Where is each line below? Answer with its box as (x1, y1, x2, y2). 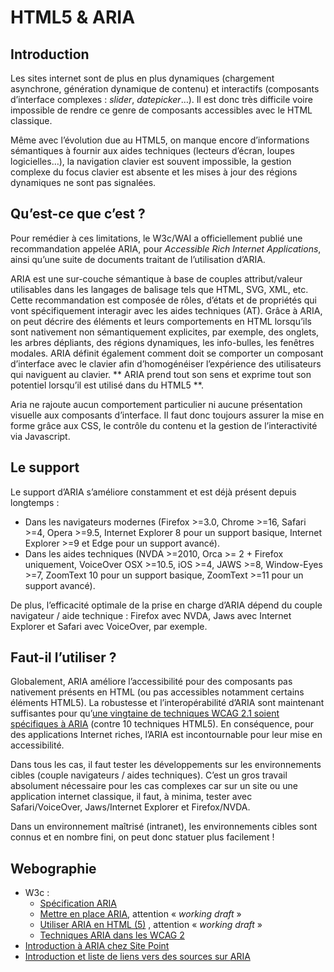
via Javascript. (10, 430, 71, 442)
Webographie (10, 860, 97, 877)
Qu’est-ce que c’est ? (10, 206, 146, 223)
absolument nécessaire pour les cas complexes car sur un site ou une (10, 780, 299, 792)
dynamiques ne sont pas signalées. (10, 177, 157, 188)
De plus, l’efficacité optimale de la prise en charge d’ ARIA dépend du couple (10, 599, 323, 611)
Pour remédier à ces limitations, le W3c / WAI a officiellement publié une (10, 232, 303, 244)
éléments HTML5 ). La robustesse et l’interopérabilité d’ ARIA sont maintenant (10, 697, 325, 709)
